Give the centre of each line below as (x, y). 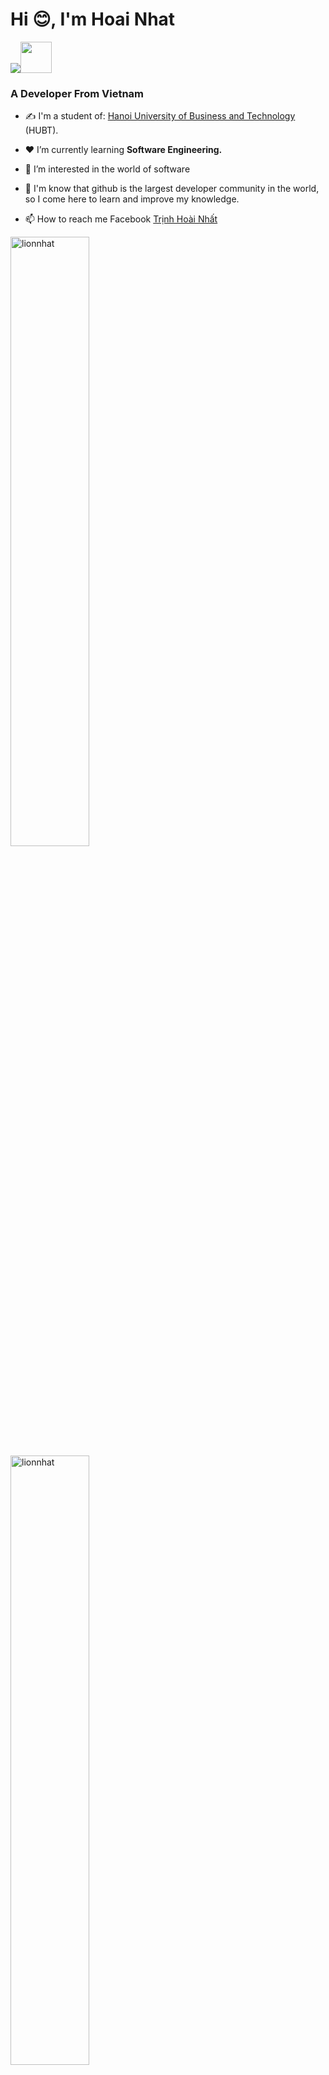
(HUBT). (41, 130)
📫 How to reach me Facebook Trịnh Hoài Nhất (121, 219)
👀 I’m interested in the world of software (107, 169)
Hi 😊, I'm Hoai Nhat (93, 19)
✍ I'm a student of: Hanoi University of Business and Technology (160, 116)
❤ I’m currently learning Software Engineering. (123, 150)
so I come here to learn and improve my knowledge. (132, 199)
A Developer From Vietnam (77, 93)
